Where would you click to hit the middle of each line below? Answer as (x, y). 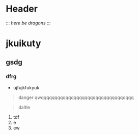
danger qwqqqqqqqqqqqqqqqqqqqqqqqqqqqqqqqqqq (76, 97)
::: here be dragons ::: (28, 23)
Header (22, 9)
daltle (24, 107)
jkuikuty (23, 43)
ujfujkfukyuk (26, 87)
